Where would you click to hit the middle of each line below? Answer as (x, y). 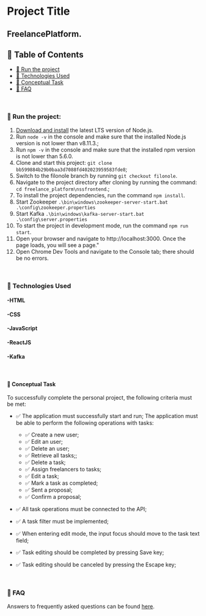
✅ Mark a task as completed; (61, 483)
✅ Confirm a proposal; (53, 497)
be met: (17, 404)
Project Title (39, 11)
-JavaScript (22, 329)
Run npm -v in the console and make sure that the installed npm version (105, 150)
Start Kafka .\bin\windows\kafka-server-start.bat (80, 213)
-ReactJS (19, 342)
